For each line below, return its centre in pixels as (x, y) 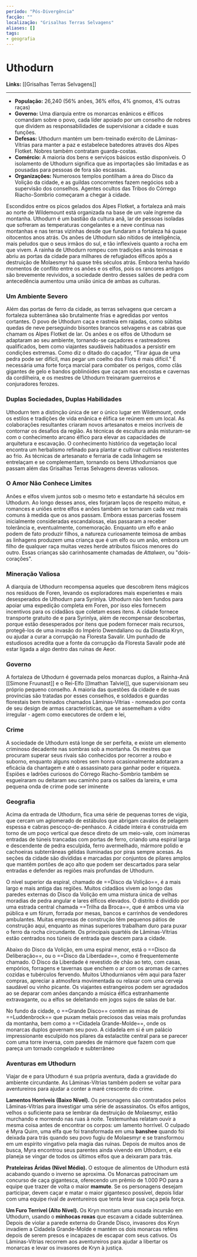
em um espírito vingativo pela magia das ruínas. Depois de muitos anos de (96, 1144)
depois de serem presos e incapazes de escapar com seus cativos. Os (91, 1235)
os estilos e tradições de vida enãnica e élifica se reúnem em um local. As (95, 418)
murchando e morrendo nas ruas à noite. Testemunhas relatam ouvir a (91, 1119)
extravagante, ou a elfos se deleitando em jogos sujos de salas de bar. (91, 1000)
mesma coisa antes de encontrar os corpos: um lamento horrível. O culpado (98, 1125)
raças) (22, 107)
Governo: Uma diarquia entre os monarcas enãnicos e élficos (89, 113)
